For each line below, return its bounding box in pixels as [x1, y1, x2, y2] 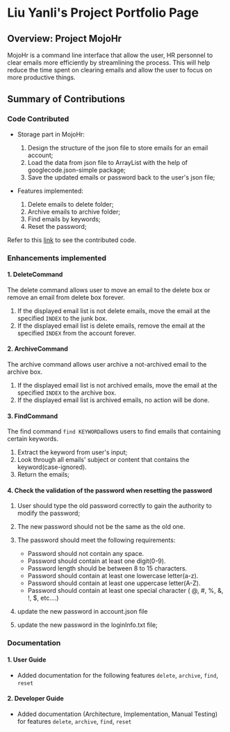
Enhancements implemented [7, 253, 106, 262]
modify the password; [17, 509, 81, 518]
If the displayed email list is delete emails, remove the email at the [17, 321, 206, 330]
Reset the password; [27, 222, 87, 230]
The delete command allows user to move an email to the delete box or [7, 285, 211, 294]
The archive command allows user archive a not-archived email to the [7, 360, 207, 369]
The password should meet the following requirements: [17, 536, 176, 544]
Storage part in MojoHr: [17, 130, 85, 138]
